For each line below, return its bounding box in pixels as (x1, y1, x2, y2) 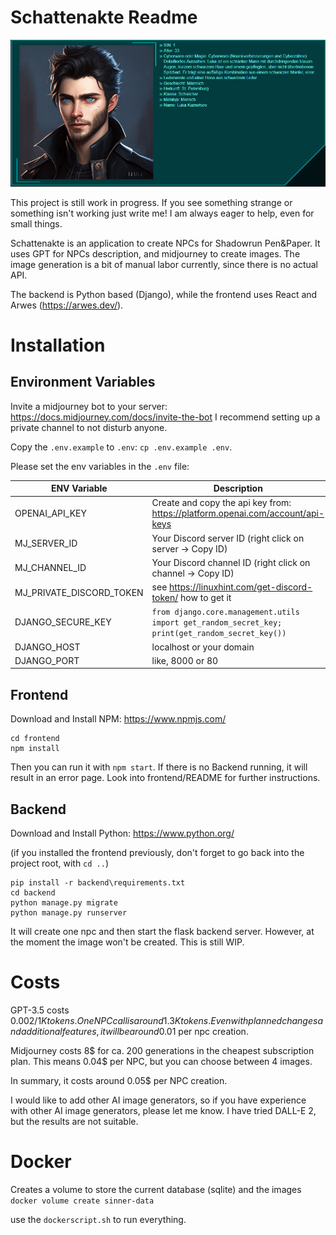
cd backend (10, 887, 56, 898)
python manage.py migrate (10, 897, 118, 908)
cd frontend (10, 734, 60, 744)
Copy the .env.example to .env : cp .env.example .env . (10, 441, 233, 453)
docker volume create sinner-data (10, 1196, 155, 1206)
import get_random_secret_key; (151, 618, 283, 628)
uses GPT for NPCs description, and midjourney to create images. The (10, 247, 301, 260)
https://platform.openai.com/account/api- (151, 507, 325, 520)
